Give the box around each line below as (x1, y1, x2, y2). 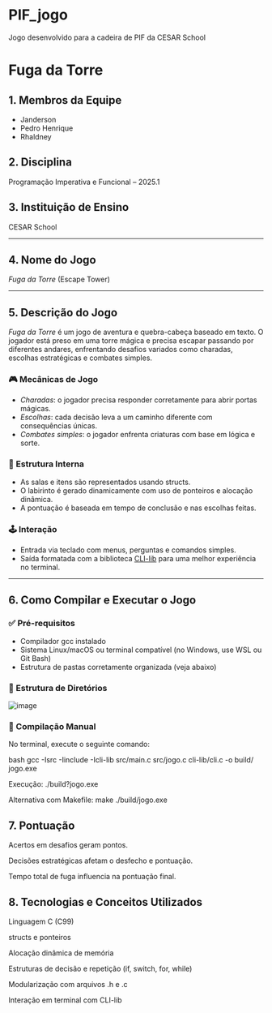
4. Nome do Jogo (8, 253, 96, 267)
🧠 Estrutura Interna (8, 458, 85, 470)
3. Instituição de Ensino (8, 200, 130, 214)
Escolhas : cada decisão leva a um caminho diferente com (19, 412, 213, 423)
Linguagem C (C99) (8, 916, 74, 926)
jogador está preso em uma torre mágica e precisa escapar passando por (8, 336, 254, 346)
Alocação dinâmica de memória (8, 947, 114, 958)
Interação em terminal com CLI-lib (8, 995, 122, 1005)
